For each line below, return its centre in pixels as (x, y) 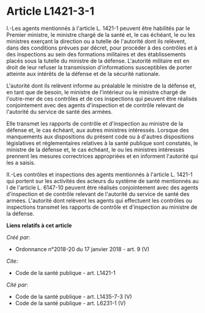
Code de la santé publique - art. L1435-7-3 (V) (74, 296)
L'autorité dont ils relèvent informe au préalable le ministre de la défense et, (101, 85)
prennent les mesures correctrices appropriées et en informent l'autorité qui (102, 156)
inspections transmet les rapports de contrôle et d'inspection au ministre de (102, 207)
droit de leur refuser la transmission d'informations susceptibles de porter (99, 67)
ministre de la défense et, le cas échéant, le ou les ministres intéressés (95, 149)
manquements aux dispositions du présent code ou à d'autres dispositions (100, 137)
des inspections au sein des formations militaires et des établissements (96, 54)
